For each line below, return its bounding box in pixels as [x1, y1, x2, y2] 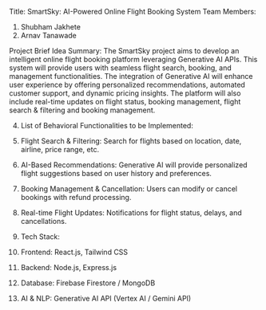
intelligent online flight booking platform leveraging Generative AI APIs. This [9, 55, 258, 64]
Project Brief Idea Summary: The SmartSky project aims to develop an [9, 46, 240, 55]
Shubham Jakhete [20, 22, 81, 31]
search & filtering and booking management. [9, 105, 156, 115]
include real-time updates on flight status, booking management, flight [9, 97, 241, 106]
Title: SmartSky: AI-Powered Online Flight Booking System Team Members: [9, 7, 256, 16]
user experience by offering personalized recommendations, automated [9, 80, 246, 89]
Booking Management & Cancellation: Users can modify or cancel [20, 184, 238, 194]
